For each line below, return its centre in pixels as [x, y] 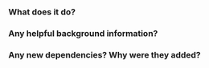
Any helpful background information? [83, 33]
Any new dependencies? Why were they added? [104, 54]
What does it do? [42, 12]
